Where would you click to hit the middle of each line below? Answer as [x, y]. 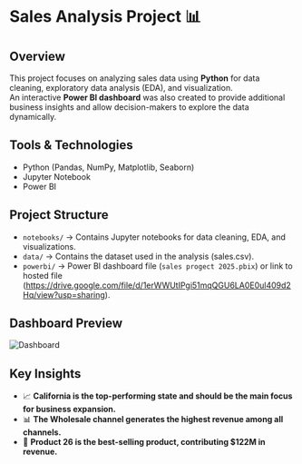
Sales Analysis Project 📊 [105, 17]
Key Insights [45, 374]
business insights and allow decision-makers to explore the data [129, 107]
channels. [42, 432]
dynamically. [33, 117]
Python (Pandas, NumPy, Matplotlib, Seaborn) [108, 167]
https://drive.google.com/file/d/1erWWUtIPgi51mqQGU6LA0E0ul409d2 [159, 285]
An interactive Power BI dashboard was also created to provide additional [147, 97]
